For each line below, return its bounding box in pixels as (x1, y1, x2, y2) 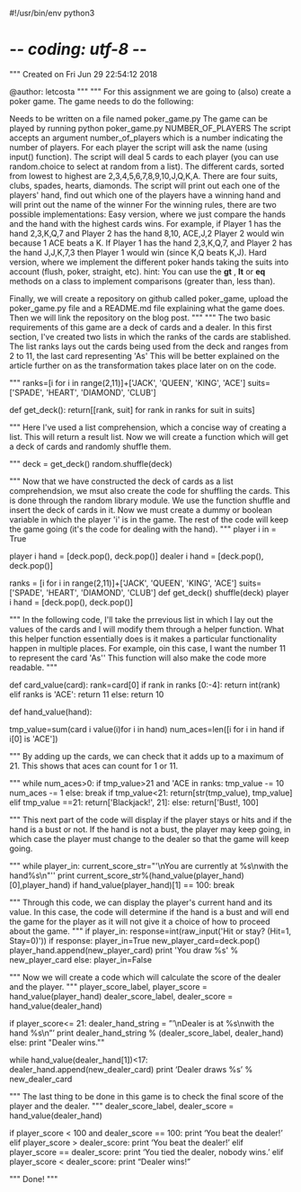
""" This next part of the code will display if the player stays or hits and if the (9, 814, 292, 825)
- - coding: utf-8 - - (9, 40, 147, 59)
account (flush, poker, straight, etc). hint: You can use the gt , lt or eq (9, 265, 266, 277)
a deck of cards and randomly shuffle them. (9, 441, 172, 452)
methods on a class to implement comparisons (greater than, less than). (9, 275, 276, 286)
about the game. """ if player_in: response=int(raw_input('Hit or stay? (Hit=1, (9, 926, 292, 937)
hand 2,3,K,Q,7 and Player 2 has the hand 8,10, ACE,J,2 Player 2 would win (9, 228, 285, 238)
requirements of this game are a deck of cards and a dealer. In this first (9, 321, 272, 332)
